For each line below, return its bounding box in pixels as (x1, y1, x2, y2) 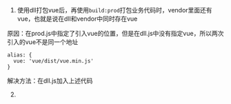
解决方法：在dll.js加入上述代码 (7, 76, 93, 85)
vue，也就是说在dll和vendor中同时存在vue (17, 14, 138, 23)
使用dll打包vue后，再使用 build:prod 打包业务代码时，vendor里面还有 (17, 6, 212, 14)
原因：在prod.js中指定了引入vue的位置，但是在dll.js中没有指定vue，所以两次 (7, 30, 224, 37)
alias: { (7, 52, 32, 59)
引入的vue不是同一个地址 (7, 38, 79, 46)
